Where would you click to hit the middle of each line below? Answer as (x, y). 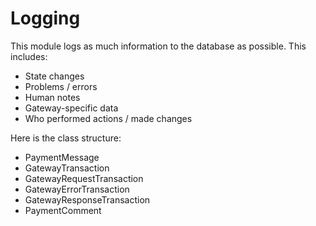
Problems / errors (61, 86)
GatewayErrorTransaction (77, 189)
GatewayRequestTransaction (84, 178)
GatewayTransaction (67, 168)
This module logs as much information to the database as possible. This (158, 46)
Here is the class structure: (66, 138)
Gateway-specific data (71, 108)
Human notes (52, 97)
